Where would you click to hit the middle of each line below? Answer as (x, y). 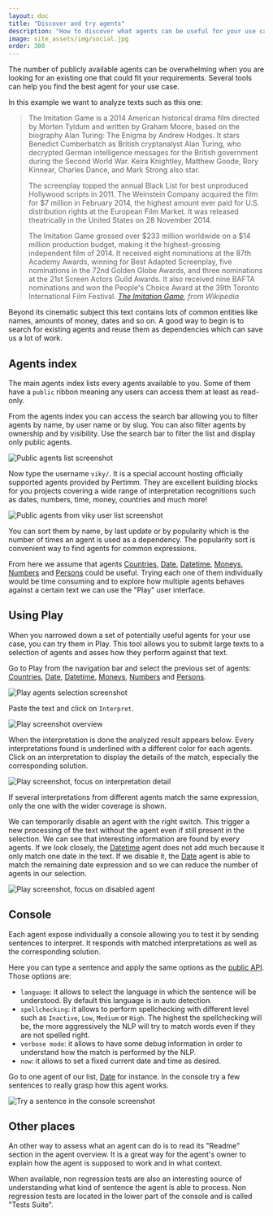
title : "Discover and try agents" (67, 24)
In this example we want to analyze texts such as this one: (106, 102)
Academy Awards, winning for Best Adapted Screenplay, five (130, 262)
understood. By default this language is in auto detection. (116, 1000)
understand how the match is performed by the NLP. (108, 1052)
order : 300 (27, 46)
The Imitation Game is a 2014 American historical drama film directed (144, 118)
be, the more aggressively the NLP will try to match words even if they (138, 1026)
